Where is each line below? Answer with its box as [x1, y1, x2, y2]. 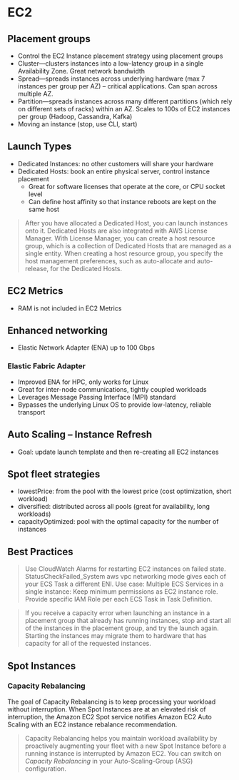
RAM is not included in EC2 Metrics [17, 304, 122, 313]
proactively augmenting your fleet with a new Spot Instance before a [24, 741, 227, 750]
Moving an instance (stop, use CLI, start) [17, 120, 138, 128]
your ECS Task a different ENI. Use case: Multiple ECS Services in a [24, 579, 224, 589]
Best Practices [7, 545, 73, 557]
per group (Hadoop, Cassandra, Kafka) [17, 112, 133, 121]
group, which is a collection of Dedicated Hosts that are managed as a [24, 241, 232, 250]
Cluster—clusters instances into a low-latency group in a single [17, 59, 204, 68]
